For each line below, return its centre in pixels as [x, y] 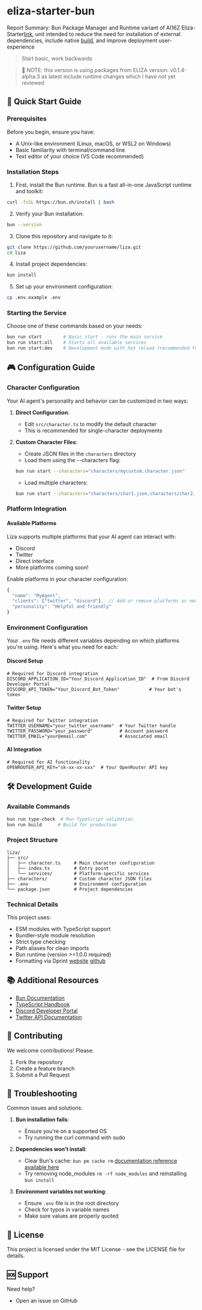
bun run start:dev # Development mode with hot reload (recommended [98, 348]
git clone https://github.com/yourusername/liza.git [74, 247]
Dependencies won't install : [51, 1149]
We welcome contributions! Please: [50, 1050]
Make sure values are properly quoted [72, 1216]
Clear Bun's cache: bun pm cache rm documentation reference [101, 1161]
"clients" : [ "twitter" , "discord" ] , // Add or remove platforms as [100, 601]
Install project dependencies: [51, 264]
